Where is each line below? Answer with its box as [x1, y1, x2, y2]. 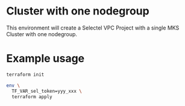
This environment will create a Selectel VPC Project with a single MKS [6, 24, 180, 31]
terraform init [6, 71, 45, 78]
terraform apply [11, 93, 52, 100]
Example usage [6, 52, 85, 66]
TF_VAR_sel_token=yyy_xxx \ [11, 88, 83, 94]
